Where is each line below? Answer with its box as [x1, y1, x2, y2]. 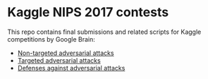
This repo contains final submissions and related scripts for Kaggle [7, 28, 202, 36]
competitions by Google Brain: [7, 35, 95, 43]
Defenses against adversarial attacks [17, 63, 126, 72]
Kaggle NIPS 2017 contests [7, 4, 169, 20]
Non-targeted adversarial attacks [17, 49, 114, 57]
